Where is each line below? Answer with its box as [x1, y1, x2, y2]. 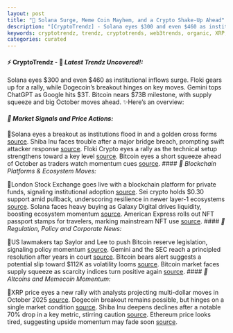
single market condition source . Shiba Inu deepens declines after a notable [7, 302, 221, 311]
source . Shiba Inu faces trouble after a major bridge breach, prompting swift [7, 137, 225, 146]
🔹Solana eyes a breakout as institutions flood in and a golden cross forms [7, 130, 217, 138]
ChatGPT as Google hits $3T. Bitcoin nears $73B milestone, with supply [7, 91, 212, 99]
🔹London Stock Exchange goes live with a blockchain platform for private [7, 180, 217, 188]
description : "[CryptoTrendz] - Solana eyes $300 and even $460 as [7, 23, 207, 30]
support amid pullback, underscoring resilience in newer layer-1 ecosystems [7, 195, 225, 203]
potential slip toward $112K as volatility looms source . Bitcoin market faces [7, 259, 220, 268]
